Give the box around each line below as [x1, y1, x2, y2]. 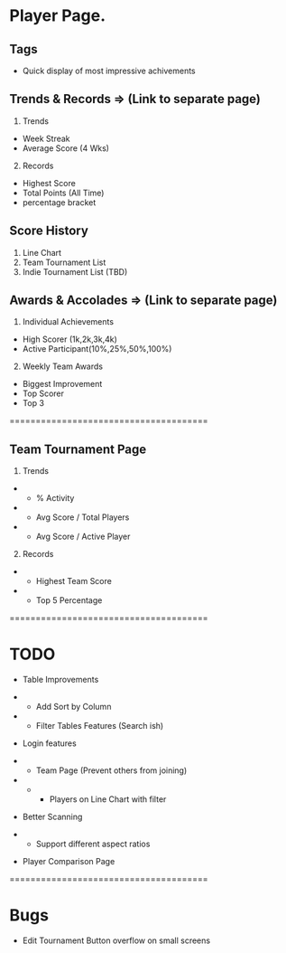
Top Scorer [22, 388, 65, 399]
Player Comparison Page [22, 856, 115, 867]
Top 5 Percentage [35, 595, 103, 606]
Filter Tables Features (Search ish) [35, 721, 164, 731]
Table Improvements [22, 675, 99, 685]
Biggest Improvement [22, 379, 103, 390]
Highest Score [22, 177, 77, 188]
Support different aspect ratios [35, 838, 151, 850]
